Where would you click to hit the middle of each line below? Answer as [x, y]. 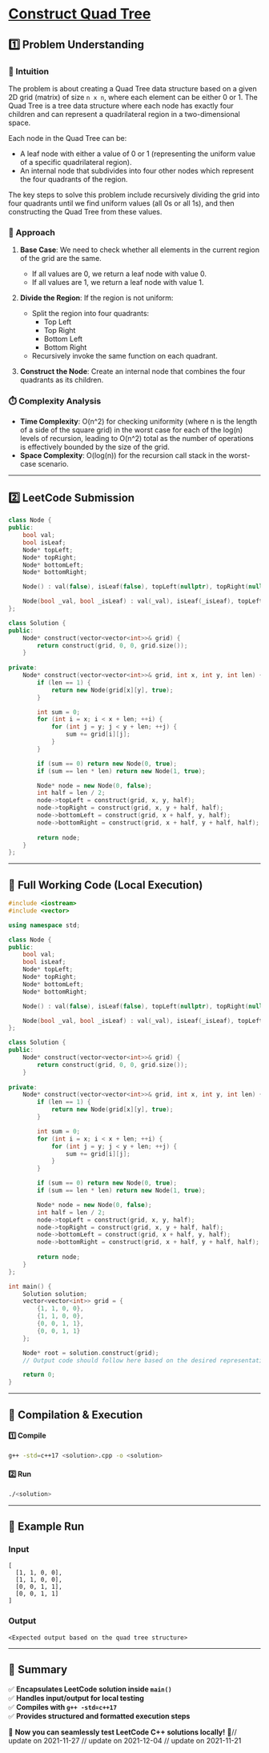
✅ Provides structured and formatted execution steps [99, 1716]
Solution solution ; [55, 1294]
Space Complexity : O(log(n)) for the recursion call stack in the [123, 455]
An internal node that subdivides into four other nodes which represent [137, 170]
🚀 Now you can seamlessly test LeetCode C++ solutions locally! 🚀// [123, 1732]
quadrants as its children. [62, 380]
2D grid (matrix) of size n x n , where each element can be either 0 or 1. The [133, 97]
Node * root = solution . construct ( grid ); [91, 1353]
